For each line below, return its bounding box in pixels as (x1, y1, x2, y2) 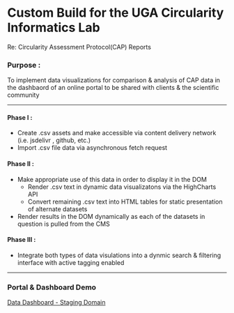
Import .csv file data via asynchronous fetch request (17, 144, 168, 152)
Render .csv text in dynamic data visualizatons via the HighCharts (27, 183, 217, 191)
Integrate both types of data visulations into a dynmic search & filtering (17, 251, 221, 259)
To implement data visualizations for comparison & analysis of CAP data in (7, 76, 221, 84)
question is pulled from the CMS (17, 220, 110, 228)
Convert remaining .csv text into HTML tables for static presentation (27, 197, 223, 206)
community (7, 91, 40, 99)
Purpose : (7, 60, 41, 70)
